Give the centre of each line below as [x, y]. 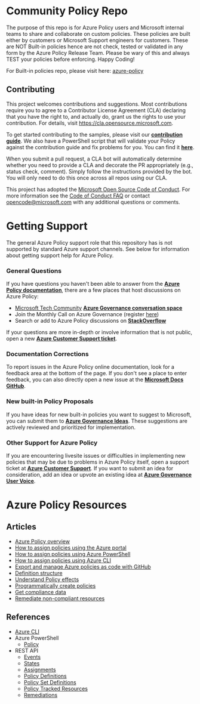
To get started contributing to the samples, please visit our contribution [95, 134]
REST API [27, 650]
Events [32, 657]
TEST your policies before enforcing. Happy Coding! [70, 59]
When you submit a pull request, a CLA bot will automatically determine [94, 159]
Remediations [41, 695]
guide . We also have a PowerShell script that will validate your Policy [91, 141]
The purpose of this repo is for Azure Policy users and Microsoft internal [95, 27]
